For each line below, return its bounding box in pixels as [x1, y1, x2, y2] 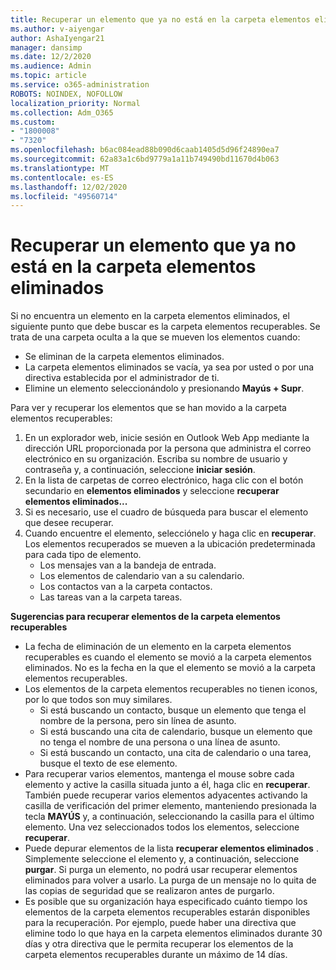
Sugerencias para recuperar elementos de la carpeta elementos [10, 611, 281, 623]
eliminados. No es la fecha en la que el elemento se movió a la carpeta [24, 662, 316, 674]
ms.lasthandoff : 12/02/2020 [10, 182, 128, 192]
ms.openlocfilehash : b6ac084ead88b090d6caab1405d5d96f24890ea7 [10, 145, 280, 155]
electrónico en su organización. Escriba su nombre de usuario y [24, 453, 288, 465]
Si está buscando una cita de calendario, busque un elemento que [39, 726, 313, 738]
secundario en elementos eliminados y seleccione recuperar [24, 485, 280, 497]
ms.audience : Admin [10, 61, 92, 71]
